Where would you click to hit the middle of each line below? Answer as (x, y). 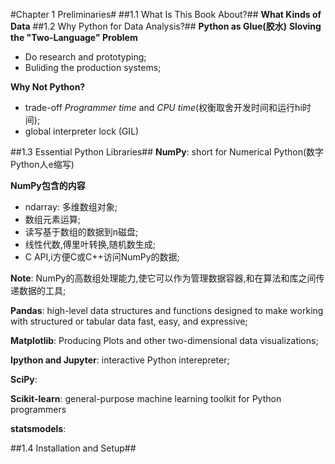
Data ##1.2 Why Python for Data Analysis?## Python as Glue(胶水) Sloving (166, 26)
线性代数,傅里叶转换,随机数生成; (90, 244)
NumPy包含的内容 (48, 185)
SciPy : (24, 379)
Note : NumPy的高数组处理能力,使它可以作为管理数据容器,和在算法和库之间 (163, 278)
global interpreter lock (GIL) (82, 131)
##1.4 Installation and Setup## (73, 448)
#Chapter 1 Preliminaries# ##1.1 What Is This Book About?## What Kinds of (166, 14)
